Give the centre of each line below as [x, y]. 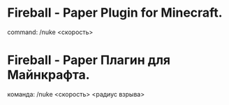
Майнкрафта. [49, 75]
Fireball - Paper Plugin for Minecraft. [115, 13]
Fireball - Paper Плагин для [89, 60]
